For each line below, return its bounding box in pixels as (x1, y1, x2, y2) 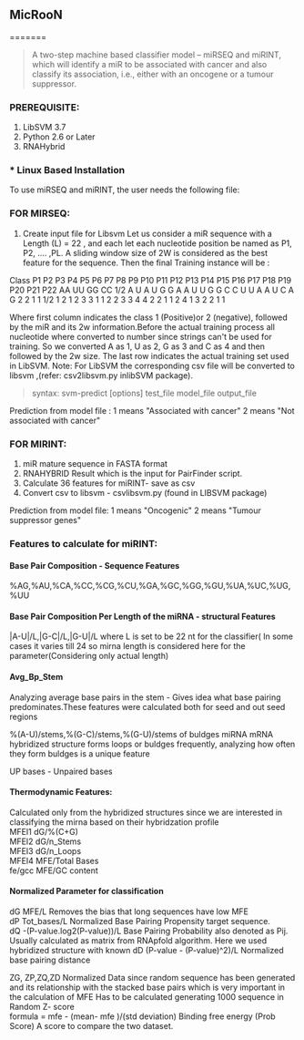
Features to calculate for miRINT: (9, 537, 158, 550)
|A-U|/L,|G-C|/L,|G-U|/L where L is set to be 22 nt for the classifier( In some (9, 631, 294, 642)
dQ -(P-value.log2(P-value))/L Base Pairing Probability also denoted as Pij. (9, 925, 289, 936)
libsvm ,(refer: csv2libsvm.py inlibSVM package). (9, 369, 194, 381)
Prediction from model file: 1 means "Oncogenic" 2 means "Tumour (9, 505, 262, 516)
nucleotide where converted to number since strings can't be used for (9, 331, 273, 342)
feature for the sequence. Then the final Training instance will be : (22, 257, 270, 268)
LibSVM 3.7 (22, 122, 66, 133)
